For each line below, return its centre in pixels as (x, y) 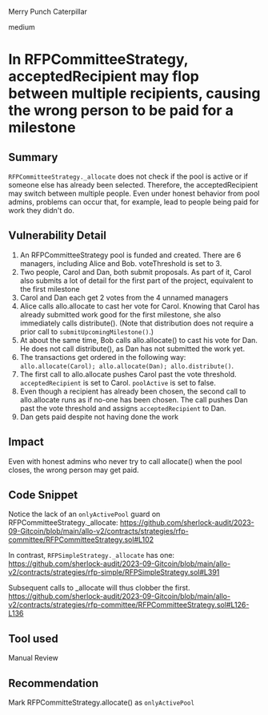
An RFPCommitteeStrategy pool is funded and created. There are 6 (130, 255)
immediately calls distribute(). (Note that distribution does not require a (137, 323)
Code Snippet (43, 495)
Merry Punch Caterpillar (48, 12)
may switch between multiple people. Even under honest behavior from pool (134, 193)
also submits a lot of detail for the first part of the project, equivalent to (136, 281)
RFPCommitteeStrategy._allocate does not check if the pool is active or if (128, 176)
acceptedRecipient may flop (104, 77)
